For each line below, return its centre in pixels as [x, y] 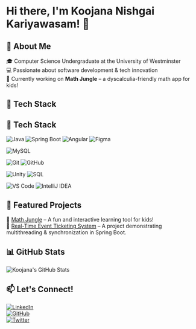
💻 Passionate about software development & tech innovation [82, 70]
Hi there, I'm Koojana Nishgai [81, 11]
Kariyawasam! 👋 [48, 24]
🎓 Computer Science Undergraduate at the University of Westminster [93, 61]
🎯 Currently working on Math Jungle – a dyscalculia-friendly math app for [98, 79]
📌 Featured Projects [44, 205]
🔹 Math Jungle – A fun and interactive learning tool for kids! [80, 220]
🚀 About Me [29, 46]
